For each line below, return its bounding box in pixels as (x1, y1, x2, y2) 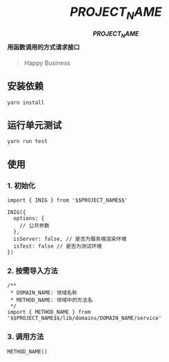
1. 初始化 (7, 180, 36, 190)
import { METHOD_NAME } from (7, 309, 91, 316)
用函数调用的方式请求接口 (7, 43, 80, 52)
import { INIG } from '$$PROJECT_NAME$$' (7, 197, 128, 204)
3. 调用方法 (7, 332, 44, 341)
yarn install (7, 99, 45, 106)
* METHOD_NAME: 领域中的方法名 (10, 297, 93, 304)
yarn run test (7, 138, 48, 145)
